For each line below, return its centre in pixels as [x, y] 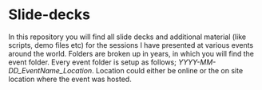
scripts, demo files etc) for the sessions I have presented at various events [131, 45]
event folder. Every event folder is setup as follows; [93, 62]
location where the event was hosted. [70, 79]
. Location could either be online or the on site [167, 70]
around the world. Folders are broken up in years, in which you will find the [131, 53]
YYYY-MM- [197, 62]
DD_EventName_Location [50, 70]
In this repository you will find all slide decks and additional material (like [127, 37]
